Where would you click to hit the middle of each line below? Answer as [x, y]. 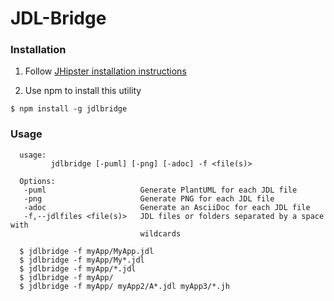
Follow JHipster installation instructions [105, 71]
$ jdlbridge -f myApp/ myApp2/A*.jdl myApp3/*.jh [124, 286]
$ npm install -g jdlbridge [69, 109]
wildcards [160, 233]
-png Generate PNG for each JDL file [149, 198]
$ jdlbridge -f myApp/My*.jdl [82, 260]
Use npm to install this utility [83, 91]
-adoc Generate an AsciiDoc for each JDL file [167, 207]
